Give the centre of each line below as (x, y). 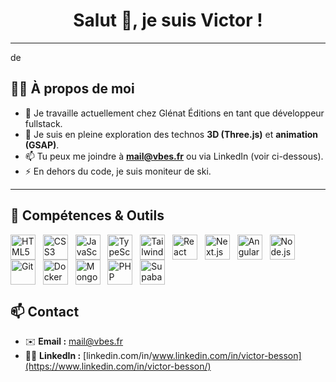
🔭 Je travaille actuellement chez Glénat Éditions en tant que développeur (174, 113)
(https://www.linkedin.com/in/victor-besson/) (118, 366)
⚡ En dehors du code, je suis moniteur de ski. (118, 171)
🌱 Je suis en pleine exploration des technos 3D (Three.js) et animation (171, 134)
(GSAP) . (42, 145)
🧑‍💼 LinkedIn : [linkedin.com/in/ (88, 356)
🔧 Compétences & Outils (87, 215)
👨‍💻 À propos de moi (72, 89)
